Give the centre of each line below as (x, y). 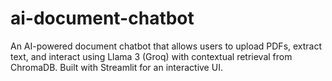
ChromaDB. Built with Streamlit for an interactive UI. (116, 67)
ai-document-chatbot (102, 18)
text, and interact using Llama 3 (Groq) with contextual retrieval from (151, 56)
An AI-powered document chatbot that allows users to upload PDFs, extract (166, 46)
